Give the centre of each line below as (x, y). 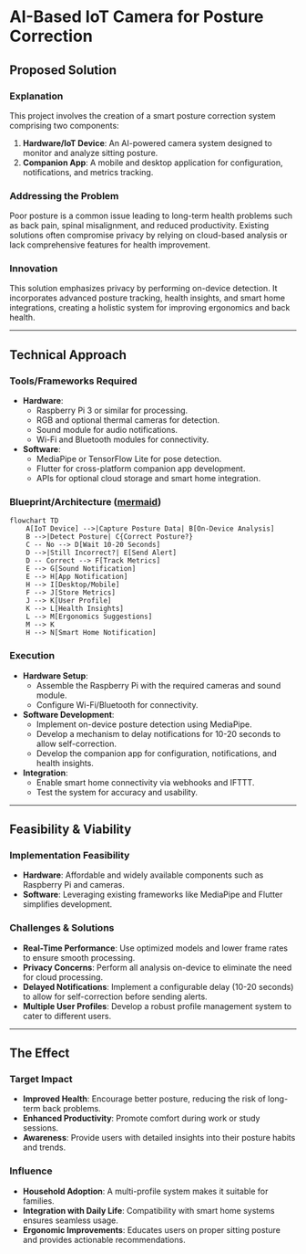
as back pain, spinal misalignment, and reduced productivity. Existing (139, 226)
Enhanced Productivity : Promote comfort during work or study (141, 1118)
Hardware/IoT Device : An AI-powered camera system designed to (148, 142)
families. (38, 1201)
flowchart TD (34, 521)
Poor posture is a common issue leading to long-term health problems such (151, 216)
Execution (32, 656)
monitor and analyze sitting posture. (90, 153)
